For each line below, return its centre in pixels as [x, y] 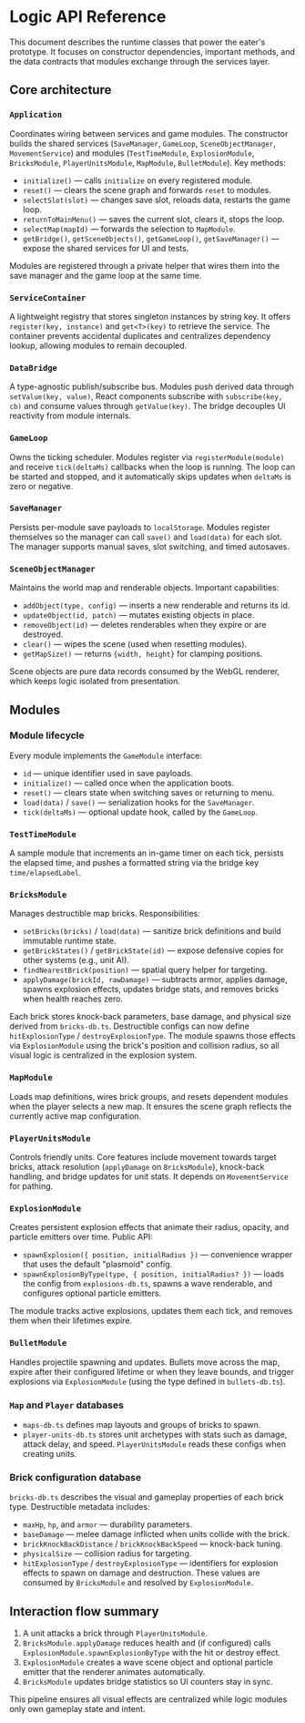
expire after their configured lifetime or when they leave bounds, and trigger [152, 1371]
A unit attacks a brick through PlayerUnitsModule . [115, 1633]
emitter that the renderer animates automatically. [114, 1672]
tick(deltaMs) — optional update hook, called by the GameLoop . [140, 812]
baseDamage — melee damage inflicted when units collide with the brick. [156, 1534]
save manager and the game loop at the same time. [106, 275]
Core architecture [61, 90]
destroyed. [43, 634]
